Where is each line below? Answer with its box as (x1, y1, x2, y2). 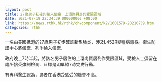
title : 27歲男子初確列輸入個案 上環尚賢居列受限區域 (5, 12, 101, 16)
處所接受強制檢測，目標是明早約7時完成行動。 (5, 62, 98, 67)
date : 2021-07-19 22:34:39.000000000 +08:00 (5, 16, 97, 21)
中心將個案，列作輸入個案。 (9, 45, 65, 51)
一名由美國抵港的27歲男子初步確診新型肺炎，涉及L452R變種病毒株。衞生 (5, 39, 152, 45)
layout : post (5, 7, 32, 12)
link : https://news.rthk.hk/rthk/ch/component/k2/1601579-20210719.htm (5, 20, 154, 26)
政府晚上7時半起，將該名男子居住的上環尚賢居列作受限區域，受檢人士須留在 (5, 55, 157, 61)
